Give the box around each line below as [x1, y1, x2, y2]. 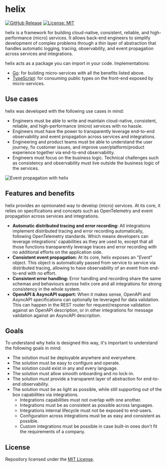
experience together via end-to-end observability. [12, 149, 115, 155]
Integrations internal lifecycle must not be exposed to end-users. [19, 407, 153, 413]
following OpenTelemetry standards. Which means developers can [12, 233, 149, 239]
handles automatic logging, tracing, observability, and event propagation [5, 45, 154, 51]
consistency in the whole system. [12, 286, 81, 292]
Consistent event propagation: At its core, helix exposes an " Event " [12, 254, 153, 260]
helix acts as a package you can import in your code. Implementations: [5, 60, 150, 66]
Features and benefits [5, 189, 75, 198]
